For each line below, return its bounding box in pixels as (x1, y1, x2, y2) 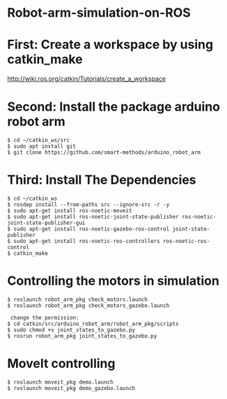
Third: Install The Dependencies (7, 172, 196, 188)
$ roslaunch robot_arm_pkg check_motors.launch (7, 296, 148, 303)
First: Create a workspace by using (7, 37, 214, 53)
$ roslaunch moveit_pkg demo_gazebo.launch (7, 384, 136, 391)
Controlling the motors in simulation (7, 273, 219, 289)
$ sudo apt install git (7, 143, 77, 150)
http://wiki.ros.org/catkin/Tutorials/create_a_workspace (7, 75, 166, 83)
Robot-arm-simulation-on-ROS (7, 5, 191, 21)
